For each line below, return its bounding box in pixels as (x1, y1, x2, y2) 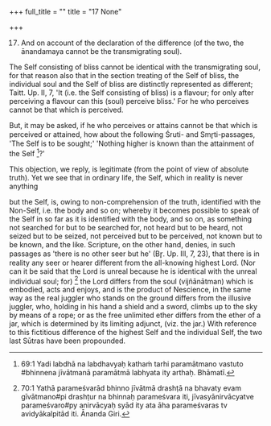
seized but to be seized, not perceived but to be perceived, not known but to (9, 231, 263, 241)
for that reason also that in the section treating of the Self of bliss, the (9, 71, 240, 80)
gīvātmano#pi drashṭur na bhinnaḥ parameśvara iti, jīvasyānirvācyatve (20, 392, 254, 402)
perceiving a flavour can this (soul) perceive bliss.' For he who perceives (9, 97, 249, 105)
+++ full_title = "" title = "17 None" (9, 7, 122, 16)
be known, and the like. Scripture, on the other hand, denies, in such (9, 239, 236, 249)
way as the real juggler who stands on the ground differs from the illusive (9, 293, 252, 303)
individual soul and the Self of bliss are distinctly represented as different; (9, 80, 253, 89)
